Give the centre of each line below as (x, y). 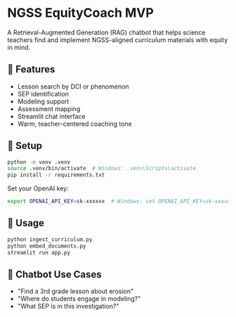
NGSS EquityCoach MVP (81, 13)
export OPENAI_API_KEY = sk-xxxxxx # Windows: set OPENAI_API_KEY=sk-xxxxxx (120, 202)
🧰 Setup (25, 146)
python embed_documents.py (47, 246)
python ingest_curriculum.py (50, 239)
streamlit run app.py (39, 252)
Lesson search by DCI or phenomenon (73, 86)
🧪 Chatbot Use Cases (54, 274)
